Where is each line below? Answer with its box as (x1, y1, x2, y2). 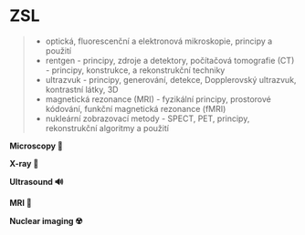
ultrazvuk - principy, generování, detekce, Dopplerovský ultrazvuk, (45, 74, 297, 85)
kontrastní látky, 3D (45, 84, 119, 95)
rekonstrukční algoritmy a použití (45, 122, 169, 133)
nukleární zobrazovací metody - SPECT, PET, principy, (45, 113, 250, 124)
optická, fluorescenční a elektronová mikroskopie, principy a (45, 36, 273, 46)
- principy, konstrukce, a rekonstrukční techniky (45, 65, 226, 76)
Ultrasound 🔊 (9, 176, 64, 187)
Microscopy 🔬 (9, 140, 64, 151)
